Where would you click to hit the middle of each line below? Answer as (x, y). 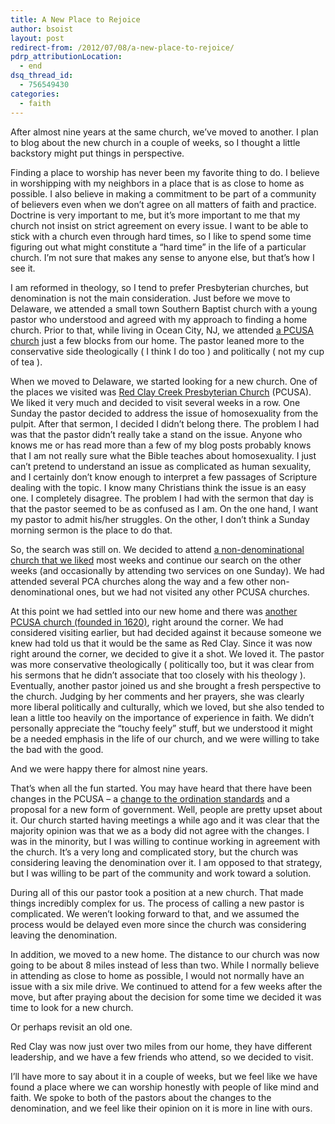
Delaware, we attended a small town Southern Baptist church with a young (164, 308)
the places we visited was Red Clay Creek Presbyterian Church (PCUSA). (161, 392)
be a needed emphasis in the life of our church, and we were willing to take (165, 738)
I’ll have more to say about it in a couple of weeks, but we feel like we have (164, 1076)
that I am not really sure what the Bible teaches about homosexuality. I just (163, 455)
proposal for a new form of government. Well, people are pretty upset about (166, 809)
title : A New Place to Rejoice (75, 19)
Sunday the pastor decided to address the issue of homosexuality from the (164, 413)
